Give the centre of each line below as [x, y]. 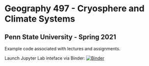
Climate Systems [40, 19]
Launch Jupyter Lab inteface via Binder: [45, 58]
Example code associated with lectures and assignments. [62, 49]
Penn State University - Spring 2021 [60, 37]
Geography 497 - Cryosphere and [75, 9]
